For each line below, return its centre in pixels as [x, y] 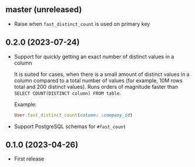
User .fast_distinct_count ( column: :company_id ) [73, 115]
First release [29, 159]
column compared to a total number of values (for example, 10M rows [98, 80]
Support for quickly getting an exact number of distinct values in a [94, 56]
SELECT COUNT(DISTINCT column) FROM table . [68, 93]
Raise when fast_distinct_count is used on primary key [82, 24]
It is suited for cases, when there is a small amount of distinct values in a [102, 74]
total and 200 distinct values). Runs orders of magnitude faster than [96, 86]
